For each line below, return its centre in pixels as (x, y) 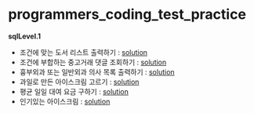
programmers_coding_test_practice (127, 15)
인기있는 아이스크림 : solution (65, 101)
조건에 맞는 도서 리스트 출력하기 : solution (83, 52)
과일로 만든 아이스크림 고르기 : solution (79, 82)
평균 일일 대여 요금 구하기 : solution (74, 91)
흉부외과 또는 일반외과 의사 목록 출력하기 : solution (97, 71)
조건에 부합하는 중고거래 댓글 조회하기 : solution (93, 62)
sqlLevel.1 (25, 36)
